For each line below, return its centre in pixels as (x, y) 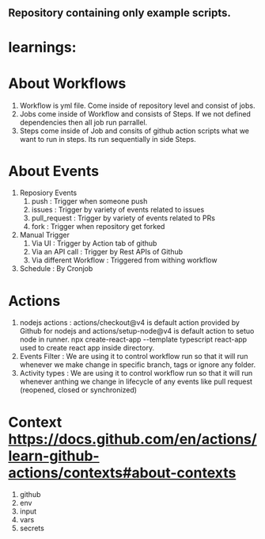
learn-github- (54, 456)
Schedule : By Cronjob (56, 269)
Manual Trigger (44, 235)
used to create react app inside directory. (87, 348)
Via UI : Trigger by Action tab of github (94, 243)
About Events (54, 171)
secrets (32, 528)
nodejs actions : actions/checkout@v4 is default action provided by (129, 323)
